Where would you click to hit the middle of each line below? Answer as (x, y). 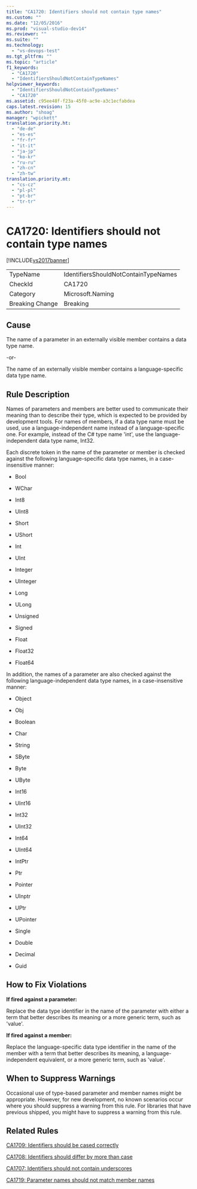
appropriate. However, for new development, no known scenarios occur (95, 1099)
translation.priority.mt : (38, 179)
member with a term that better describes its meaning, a (75, 1053)
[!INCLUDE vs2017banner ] (38, 260)
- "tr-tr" (24, 202)
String (22, 745)
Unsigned (27, 616)
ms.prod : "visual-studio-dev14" (46, 28)
